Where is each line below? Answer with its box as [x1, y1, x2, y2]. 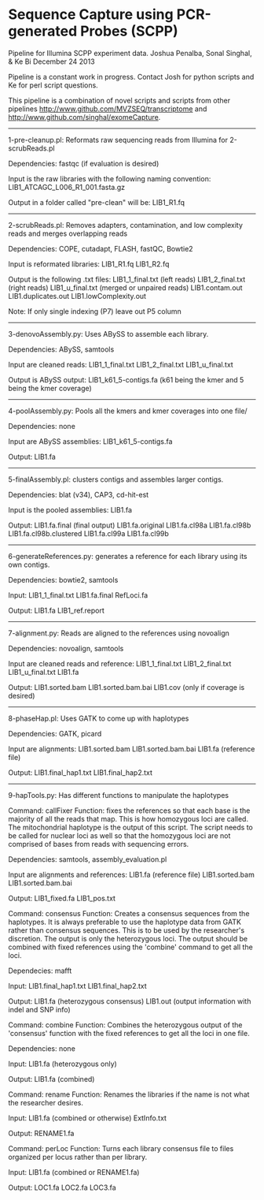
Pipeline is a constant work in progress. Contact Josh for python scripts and [8, 72, 255, 81]
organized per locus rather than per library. [8, 1152, 148, 1161]
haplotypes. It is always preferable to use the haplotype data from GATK [8, 917, 242, 926]
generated [8, 22, 78, 40]
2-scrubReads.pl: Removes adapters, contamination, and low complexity [8, 220, 244, 229]
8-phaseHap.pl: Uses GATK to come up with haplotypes [8, 714, 189, 723]
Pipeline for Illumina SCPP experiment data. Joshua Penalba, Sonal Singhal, [8, 48, 253, 58]
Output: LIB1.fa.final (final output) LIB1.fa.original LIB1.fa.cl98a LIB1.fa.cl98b [8, 520, 251, 530]
